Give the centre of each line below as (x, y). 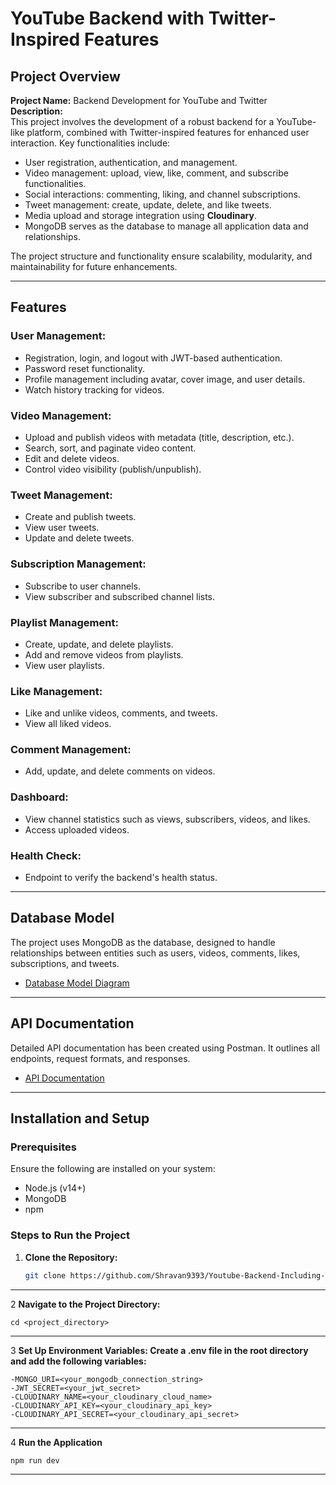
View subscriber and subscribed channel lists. (120, 596)
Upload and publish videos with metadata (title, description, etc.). (159, 437)
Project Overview (65, 76)
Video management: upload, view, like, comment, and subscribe (156, 173)
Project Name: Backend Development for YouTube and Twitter (139, 100)
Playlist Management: (64, 622)
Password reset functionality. (84, 368)
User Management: (58, 336)
